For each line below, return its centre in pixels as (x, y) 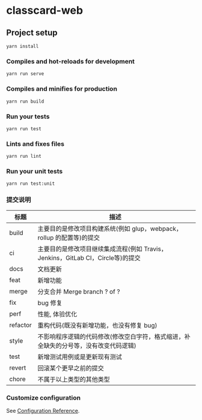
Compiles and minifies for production (62, 89)
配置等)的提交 (81, 238)
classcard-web (44, 10)
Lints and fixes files (35, 143)
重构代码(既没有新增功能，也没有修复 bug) (97, 325)
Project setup (32, 33)
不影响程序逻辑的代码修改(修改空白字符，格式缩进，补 (114, 337)
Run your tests (28, 116)
